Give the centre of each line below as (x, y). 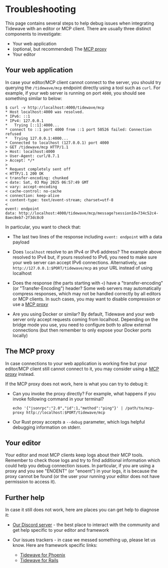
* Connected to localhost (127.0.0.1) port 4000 (57, 143)
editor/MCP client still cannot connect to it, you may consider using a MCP (82, 369)
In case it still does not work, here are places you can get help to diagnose (82, 510)
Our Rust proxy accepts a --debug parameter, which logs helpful (78, 422)
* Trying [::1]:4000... (32, 125)
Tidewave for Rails (39, 560)
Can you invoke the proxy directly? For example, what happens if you (84, 393)
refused (13, 134)
